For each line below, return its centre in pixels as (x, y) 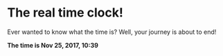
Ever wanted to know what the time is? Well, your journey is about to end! (112, 32)
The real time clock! (65, 13)
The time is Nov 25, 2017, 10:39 (53, 45)
